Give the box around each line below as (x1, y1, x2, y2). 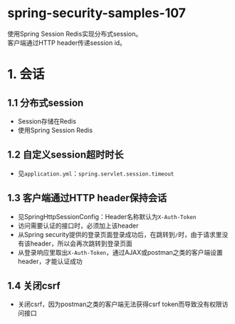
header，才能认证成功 (17, 257, 83, 265)
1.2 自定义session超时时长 (7, 148, 124, 161)
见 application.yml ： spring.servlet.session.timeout (17, 169, 174, 178)
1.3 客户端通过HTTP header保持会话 (7, 192, 167, 204)
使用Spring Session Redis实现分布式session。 (7, 29, 142, 38)
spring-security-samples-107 (7, 5, 187, 21)
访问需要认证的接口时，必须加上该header (17, 221, 139, 230)
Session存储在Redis (17, 116, 77, 126)
